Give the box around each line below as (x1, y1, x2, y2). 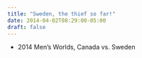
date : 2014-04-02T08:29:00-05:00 (7, 17, 106, 24)
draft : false (7, 23, 46, 30)
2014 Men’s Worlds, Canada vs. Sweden (17, 43, 136, 52)
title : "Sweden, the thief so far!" (7, 10, 116, 18)
